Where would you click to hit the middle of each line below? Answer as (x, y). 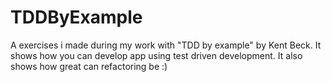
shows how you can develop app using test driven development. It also (156, 55)
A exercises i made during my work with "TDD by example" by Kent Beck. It (166, 45)
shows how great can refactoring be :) (89, 66)
